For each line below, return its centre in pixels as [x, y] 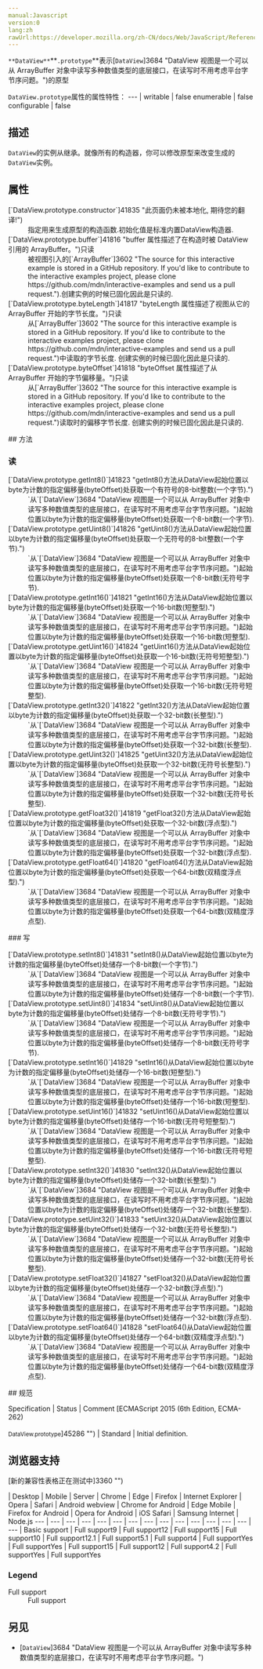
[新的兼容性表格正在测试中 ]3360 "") [66, 1481]
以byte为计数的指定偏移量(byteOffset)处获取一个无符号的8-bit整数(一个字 [126, 539]
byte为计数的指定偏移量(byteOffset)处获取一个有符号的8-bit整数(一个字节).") [131, 490]
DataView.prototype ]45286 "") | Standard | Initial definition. [98, 1434]
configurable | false [40, 106]
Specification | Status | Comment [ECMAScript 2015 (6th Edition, [112, 1408]
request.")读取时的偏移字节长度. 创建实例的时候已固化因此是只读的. [136, 422]
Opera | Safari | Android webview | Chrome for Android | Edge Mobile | [122, 1504]
